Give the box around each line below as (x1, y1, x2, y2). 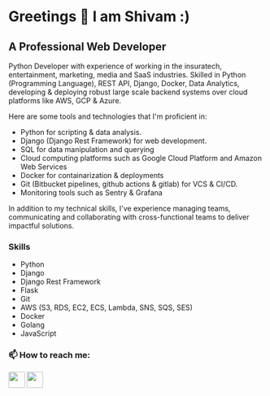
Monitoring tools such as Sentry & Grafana (20, 188, 163, 198)
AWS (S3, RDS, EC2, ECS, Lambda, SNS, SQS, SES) (20, 302, 194, 312)
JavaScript (20, 329, 57, 338)
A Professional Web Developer (8, 40, 167, 54)
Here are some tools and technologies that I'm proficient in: (8, 111, 207, 121)
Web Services (20, 162, 67, 172)
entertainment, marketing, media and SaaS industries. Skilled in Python (8, 70, 246, 80)
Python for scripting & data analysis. (20, 128, 142, 137)
